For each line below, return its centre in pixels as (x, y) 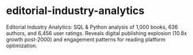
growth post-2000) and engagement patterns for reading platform (86, 39)
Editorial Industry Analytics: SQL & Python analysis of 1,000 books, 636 (92, 27)
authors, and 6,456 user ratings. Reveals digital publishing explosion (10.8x (97, 33)
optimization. (22, 46)
